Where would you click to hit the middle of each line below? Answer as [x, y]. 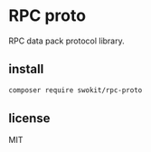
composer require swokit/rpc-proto [75, 90]
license [29, 119]
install [26, 69]
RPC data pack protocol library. [67, 41]
